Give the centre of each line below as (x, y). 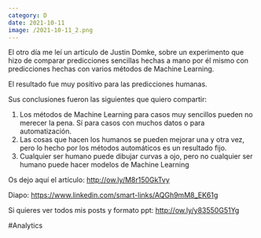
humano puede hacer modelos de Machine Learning (105, 165)
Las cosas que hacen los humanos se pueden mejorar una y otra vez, (132, 140)
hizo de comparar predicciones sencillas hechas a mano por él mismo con (129, 60)
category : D (28, 15)
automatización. (46, 131)
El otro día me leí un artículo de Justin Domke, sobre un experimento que (126, 53)
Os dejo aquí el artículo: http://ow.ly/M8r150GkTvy (89, 180)
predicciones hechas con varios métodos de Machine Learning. (111, 69)
